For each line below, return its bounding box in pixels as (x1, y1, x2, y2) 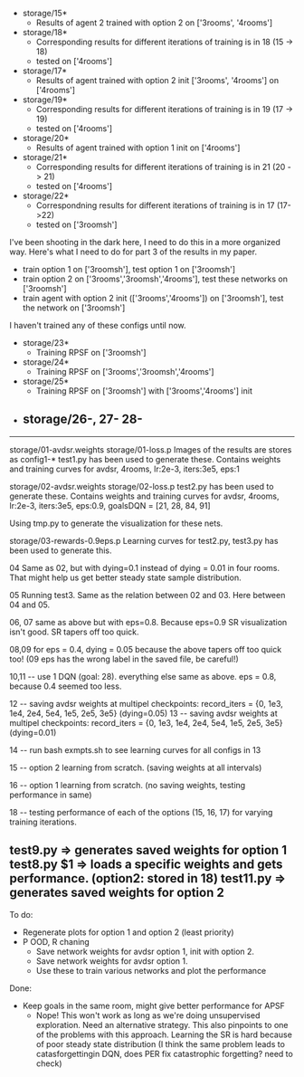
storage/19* (22, 94, 68, 105)
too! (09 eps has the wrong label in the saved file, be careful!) (9, 653, 240, 664)
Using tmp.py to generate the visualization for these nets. (9, 518, 223, 529)
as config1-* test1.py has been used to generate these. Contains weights (9, 453, 281, 464)
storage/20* (22, 133, 70, 143)
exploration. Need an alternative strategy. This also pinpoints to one (35, 1019, 289, 1030)
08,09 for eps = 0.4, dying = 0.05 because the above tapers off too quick (9, 643, 282, 654)
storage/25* (22, 376, 70, 386)
